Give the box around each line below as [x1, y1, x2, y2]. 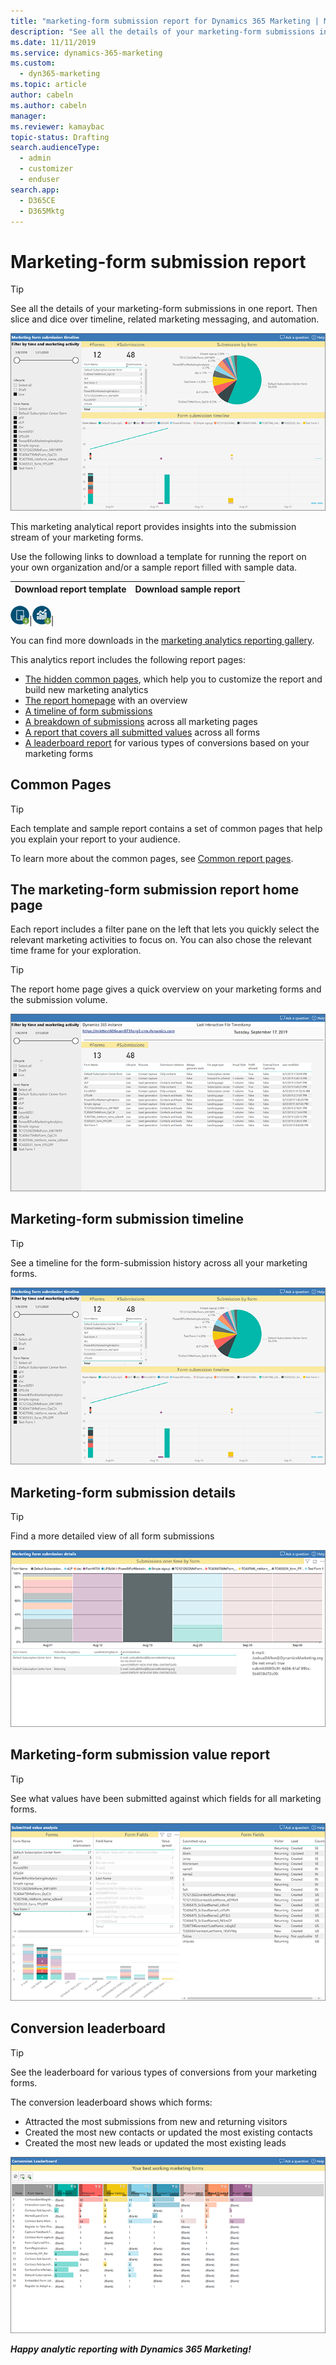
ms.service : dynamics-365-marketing [10, 48, 163, 58]
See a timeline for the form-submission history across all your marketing [10, 1256, 308, 1269]
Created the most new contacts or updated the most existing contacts [24, 2126, 313, 2138]
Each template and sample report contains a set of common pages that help [10, 822, 323, 834]
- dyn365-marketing [19, 69, 101, 79]
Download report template [14, 583, 127, 595]
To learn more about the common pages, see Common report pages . [10, 852, 294, 864]
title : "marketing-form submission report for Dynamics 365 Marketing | [10, 16, 320, 26]
